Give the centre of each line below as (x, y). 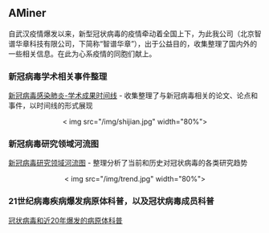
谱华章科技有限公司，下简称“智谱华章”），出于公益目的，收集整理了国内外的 (133, 43)
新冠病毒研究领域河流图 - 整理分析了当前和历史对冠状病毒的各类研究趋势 (128, 163)
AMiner (27, 13)
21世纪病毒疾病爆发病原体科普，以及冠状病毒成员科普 (111, 202)
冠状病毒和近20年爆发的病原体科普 (65, 220)
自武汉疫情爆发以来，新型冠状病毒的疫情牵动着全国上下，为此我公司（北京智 (135, 33)
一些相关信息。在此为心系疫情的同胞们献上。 (82, 53)
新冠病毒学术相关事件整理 (58, 76)
